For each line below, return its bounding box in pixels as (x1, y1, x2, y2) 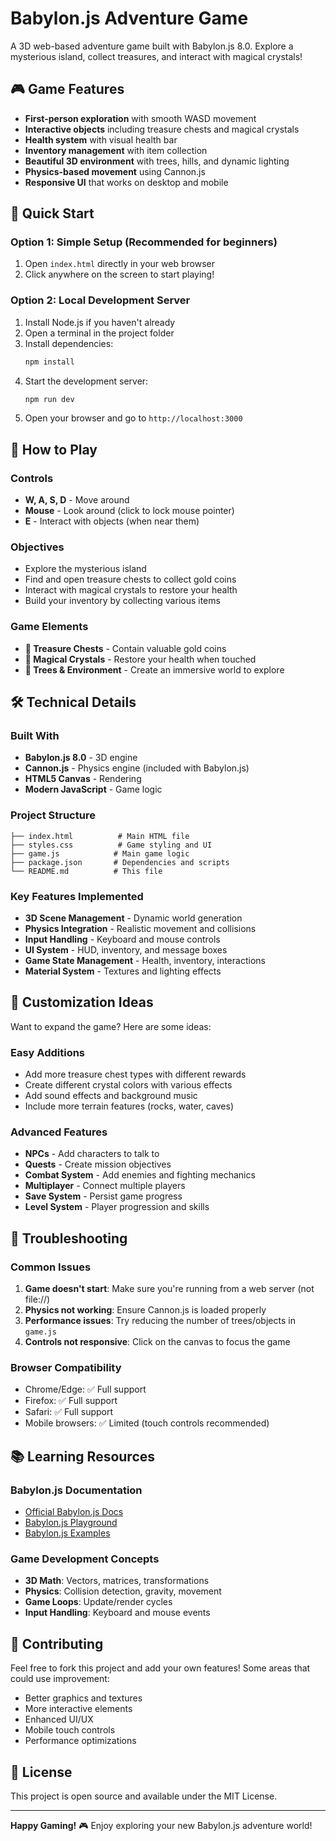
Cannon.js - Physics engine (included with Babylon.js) (24, 762, 250, 774)
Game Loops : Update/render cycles (24, 1596, 173, 1608)
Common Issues (10, 1260, 92, 1274)
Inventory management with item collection (24, 144, 208, 156)
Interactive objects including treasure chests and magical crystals (24, 123, 300, 135)
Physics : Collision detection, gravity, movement (24, 1585, 222, 1597)
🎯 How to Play (10, 441, 98, 458)
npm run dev (24, 394, 75, 404)
